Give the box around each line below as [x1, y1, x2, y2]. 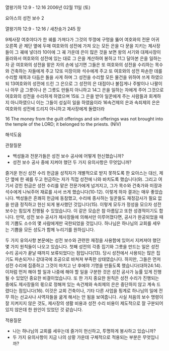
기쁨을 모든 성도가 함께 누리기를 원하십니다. [10, 227, 96, 233]
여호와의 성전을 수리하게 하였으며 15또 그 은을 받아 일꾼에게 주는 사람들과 [5, 93, 148, 99]
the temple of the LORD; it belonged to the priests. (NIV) [5, 121, 122, 127]
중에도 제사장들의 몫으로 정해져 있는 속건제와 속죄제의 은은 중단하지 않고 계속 [5, 282, 156, 287]
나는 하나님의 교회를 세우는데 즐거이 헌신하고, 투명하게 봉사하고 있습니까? [12, 328, 156, 334]
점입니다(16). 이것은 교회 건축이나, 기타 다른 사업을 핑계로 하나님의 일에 [18, 288, 158, 294]
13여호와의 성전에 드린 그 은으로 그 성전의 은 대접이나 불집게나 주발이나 [10, 81, 149, 87]
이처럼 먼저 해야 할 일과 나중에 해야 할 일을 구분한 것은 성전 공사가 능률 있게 [5, 269, 152, 274]
